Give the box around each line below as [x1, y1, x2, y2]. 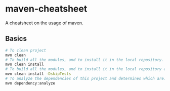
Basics [5, 34, 27, 43]
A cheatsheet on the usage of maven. [5, 20, 83, 26]
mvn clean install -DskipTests [5, 71, 71, 76]
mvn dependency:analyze [5, 80, 56, 86]
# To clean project [5, 48, 47, 53]
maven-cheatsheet [5, 3, 88, 15]
